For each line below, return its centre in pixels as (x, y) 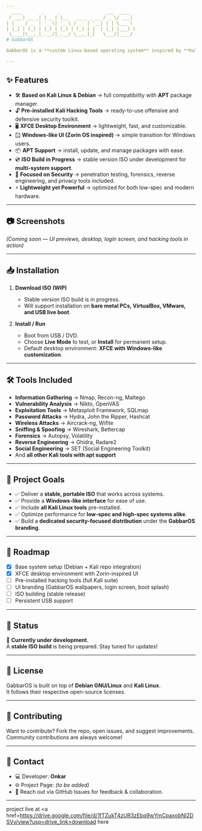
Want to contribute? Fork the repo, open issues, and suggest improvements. (100, 731)
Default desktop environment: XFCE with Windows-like (93, 349)
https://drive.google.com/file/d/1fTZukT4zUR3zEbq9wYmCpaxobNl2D (106, 815)
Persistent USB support (44, 601)
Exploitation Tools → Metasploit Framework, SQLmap (81, 410)
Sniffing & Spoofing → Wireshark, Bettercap (70, 430)
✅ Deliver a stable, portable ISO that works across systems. (90, 494)
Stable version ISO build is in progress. (72, 300)
